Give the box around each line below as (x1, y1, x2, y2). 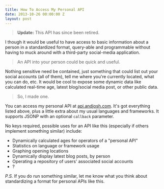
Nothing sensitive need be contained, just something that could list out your (5, 69, 158, 74)
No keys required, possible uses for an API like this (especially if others (5, 123, 149, 129)
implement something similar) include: (5, 128, 82, 134)
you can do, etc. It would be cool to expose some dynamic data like (5, 79, 141, 85)
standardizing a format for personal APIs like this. (5, 178, 105, 184)
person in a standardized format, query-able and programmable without (5, 45, 151, 50)
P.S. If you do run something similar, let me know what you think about (5, 173, 147, 179)
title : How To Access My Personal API (5, 7, 84, 12)
